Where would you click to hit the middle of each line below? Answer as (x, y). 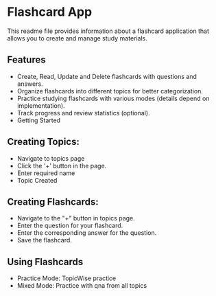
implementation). (41, 105)
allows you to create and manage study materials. (77, 38)
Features (26, 60)
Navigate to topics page (51, 158)
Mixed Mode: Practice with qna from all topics (82, 286)
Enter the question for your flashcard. (70, 226)
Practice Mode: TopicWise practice (67, 278)
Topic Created (37, 180)
